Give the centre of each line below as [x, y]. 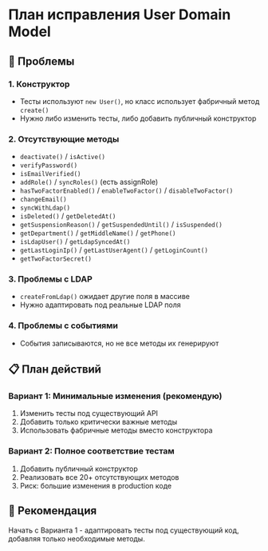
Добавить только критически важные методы [99, 422]
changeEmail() [43, 200]
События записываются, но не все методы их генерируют [119, 343]
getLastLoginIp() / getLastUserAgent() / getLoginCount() [114, 250]
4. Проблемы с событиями [63, 325]
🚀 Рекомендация [53, 511]
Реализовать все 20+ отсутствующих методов [99, 477]
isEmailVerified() [50, 174]
